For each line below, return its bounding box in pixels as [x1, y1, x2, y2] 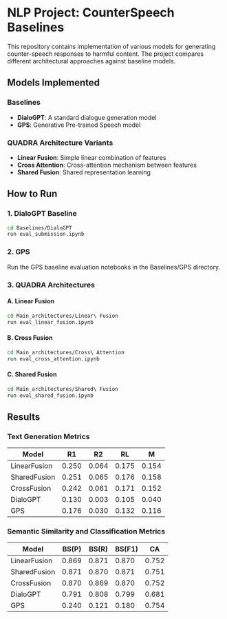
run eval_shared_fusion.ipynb [7, 392, 94, 399]
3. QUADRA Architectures [7, 280, 95, 290]
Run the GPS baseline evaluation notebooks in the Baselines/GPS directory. [7, 263, 221, 271]
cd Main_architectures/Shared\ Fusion [7, 385, 118, 392]
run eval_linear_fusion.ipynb [7, 318, 94, 325]
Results [7, 411, 41, 423]
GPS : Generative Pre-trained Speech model [17, 121, 141, 129]
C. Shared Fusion [7, 370, 57, 378]
